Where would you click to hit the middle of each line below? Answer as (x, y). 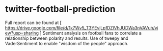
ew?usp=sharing (22, 33)
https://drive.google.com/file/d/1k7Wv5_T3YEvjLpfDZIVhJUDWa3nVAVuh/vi (82, 27)
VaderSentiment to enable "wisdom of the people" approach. (67, 43)
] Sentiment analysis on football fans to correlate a (91, 33)
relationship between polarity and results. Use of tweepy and (67, 38)
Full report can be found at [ (33, 23)
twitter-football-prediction (60, 9)
